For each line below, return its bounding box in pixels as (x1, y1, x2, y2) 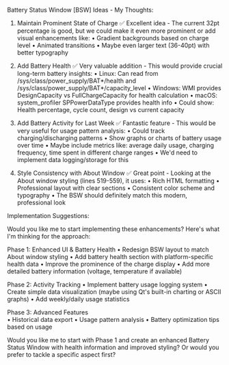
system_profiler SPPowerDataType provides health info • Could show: (16, 98, 215, 107)
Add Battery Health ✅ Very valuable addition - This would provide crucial (16, 62, 223, 70)
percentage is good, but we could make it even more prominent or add (16, 27, 216, 35)
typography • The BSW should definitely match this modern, (16, 191, 188, 199)
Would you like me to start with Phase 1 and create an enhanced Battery (7, 336, 210, 344)
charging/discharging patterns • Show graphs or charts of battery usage (16, 134, 222, 142)
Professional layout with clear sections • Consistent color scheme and (16, 184, 215, 192)
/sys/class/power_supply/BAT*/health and (16, 77, 137, 85)
